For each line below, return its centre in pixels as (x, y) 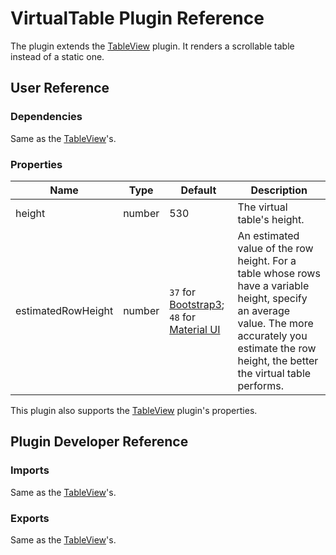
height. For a (267, 260)
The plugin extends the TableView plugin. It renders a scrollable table (152, 46)
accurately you (272, 335)
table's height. (271, 219)
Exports (30, 518)
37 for (182, 292)
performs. (260, 385)
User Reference (60, 88)
